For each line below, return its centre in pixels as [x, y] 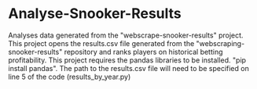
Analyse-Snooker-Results [95, 14]
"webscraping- [220, 43]
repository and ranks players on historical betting [143, 52]
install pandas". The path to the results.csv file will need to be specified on [128, 68]
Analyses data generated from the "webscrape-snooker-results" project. [126, 35]
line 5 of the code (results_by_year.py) [70, 77]
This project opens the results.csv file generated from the [101, 43]
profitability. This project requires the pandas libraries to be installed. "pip [127, 60]
